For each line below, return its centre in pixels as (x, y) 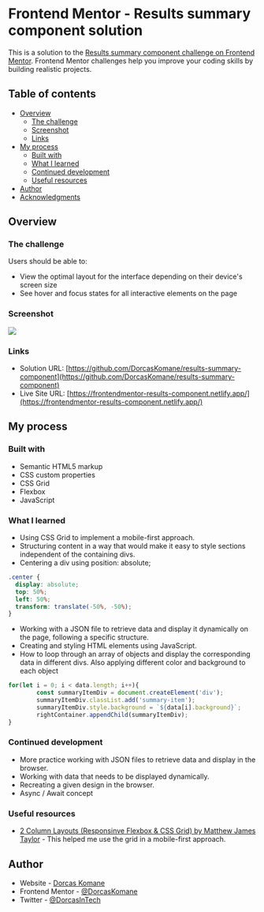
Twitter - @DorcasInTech (60, 899)
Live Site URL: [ (45, 394)
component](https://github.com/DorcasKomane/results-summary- (127, 377)
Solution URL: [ (44, 369)
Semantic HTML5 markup (61, 466)
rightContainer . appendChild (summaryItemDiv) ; (113, 715)
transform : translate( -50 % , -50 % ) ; (74, 606)
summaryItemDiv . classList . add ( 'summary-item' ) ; (116, 700)
